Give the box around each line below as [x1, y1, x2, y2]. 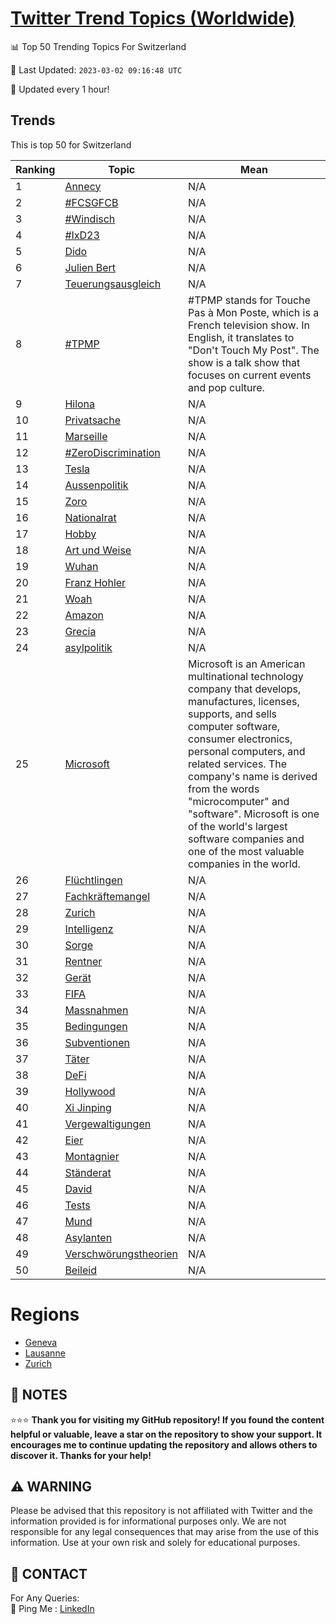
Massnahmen [64, 1003, 129, 1017]
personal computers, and [188, 744, 306, 758]
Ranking [15, 162, 56, 176]
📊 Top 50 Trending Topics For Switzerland [10, 40, 187, 52]
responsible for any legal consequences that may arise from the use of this [10, 1526, 319, 1538]
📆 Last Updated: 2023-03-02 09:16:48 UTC [10, 63, 183, 76]
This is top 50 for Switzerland [10, 138, 132, 151]
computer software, [188, 719, 281, 733]
